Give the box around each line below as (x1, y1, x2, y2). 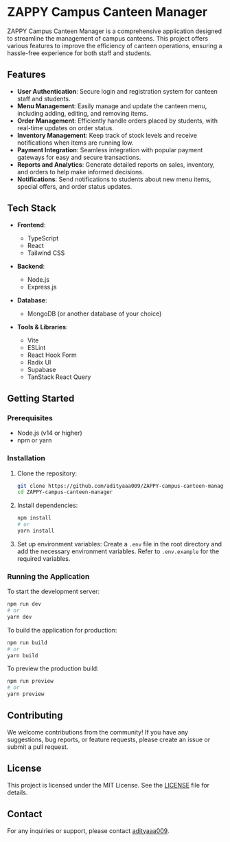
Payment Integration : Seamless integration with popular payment (16, 145, 203, 154)
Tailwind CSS (27, 249, 65, 257)
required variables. (16, 554, 71, 562)
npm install (16, 515, 51, 522)
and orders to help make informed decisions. (16, 167, 144, 176)
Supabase (27, 365, 56, 373)
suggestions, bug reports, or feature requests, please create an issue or (7, 735, 211, 743)
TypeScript (27, 234, 59, 242)
